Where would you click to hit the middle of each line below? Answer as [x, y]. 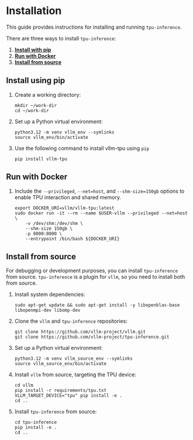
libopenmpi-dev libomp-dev [47, 311]
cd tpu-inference [36, 422]
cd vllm [24, 386]
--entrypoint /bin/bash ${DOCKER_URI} [73, 238]
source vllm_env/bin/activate [51, 137]
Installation [34, 11]
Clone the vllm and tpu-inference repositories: [71, 321]
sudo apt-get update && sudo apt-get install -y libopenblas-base [97, 305]
